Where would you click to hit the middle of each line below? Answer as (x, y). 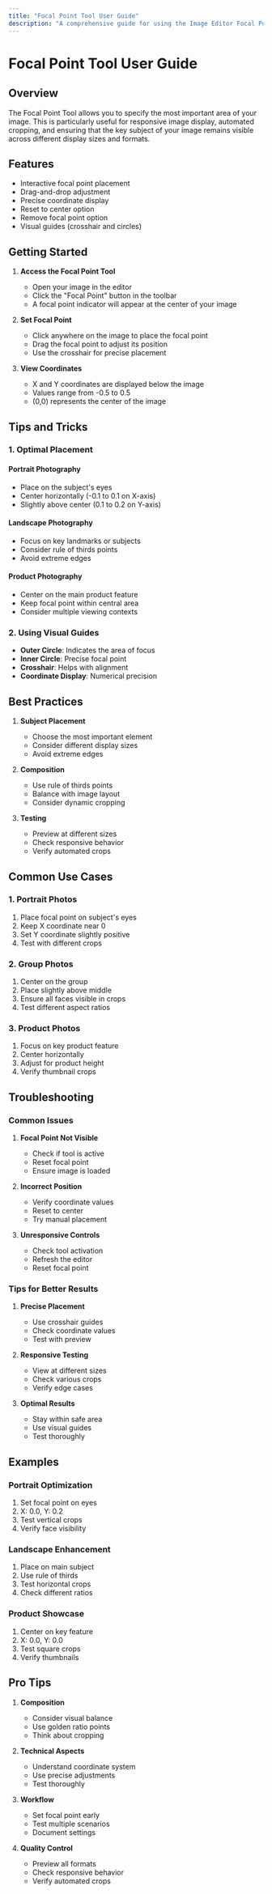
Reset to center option (57, 209)
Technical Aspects (52, 1751)
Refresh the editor (62, 1259)
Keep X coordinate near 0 (63, 926)
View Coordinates (51, 368)
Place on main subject (57, 1567)
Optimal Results (47, 1404)
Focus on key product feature (69, 1046)
